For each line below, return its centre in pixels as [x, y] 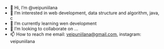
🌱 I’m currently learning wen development [53, 23]
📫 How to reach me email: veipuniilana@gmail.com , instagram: [76, 34]
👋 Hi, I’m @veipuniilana [34, 8]
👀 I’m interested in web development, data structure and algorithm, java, [85, 13]
